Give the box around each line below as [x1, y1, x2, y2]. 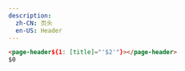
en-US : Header [15, 26, 62, 34]
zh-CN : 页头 [15, 19, 54, 27]
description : [8, 11, 52, 20]
